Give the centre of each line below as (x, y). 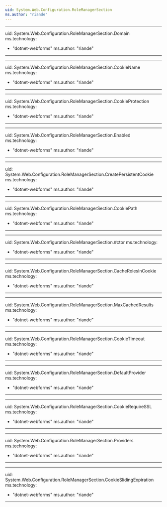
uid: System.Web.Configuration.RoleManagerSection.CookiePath (71, 208)
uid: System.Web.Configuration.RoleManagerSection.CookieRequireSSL (79, 406)
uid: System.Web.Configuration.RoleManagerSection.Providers (69, 440)
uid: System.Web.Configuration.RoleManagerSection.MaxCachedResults (80, 305)
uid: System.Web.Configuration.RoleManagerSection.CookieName (73, 67)
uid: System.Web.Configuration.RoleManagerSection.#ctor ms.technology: (82, 242)
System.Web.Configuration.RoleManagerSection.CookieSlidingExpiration (80, 480)
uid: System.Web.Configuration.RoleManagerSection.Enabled (68, 135)
